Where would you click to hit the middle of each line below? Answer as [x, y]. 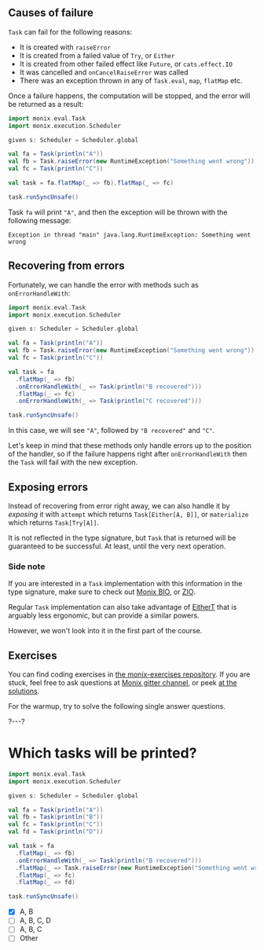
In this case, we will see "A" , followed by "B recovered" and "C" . [112, 431]
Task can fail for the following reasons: [70, 31]
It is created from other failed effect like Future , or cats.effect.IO [126, 64]
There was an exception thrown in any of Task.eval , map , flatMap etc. [131, 80]
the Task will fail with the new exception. [73, 462]
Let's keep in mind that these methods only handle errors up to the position [130, 446]
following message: [40, 220]
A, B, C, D [35, 921]
